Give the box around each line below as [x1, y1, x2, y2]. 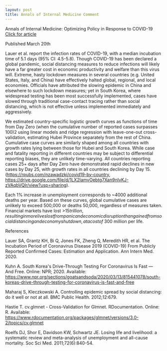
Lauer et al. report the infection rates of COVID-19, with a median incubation [5, 50, 161, 56]
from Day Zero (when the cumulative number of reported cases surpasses [5, 123, 158, 130]
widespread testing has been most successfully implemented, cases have [5, 93, 157, 99]
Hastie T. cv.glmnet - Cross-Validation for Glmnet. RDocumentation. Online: [5, 304, 160, 310]
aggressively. [5, 108, 32, 115]
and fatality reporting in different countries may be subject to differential [5, 150, 154, 156]
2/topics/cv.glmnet [5, 320, 44, 326]
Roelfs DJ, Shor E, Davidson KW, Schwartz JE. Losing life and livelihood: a [5, 329, 157, 335]
